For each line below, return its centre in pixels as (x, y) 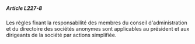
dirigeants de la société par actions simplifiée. (61, 35)
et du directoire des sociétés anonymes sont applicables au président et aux (98, 28)
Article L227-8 (24, 8)
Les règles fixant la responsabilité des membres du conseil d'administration (97, 23)
